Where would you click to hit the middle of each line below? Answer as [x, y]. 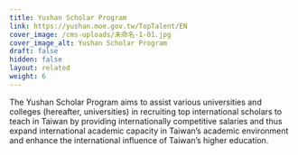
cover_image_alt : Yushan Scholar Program [88, 43]
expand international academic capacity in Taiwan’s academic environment [149, 131]
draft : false [34, 51]
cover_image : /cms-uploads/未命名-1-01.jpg [90, 34]
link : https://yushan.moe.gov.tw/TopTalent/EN [98, 26]
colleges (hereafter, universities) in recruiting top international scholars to [146, 111]
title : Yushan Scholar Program [68, 18]
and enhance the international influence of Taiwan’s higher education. [139, 140]
